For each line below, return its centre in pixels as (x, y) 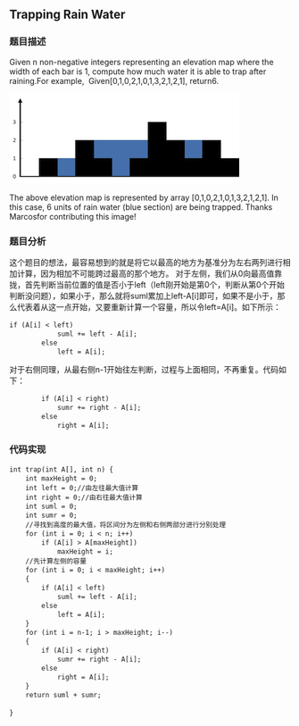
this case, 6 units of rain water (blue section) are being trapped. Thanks (141, 207)
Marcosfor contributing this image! (73, 216)
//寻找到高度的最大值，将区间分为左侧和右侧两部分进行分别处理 (125, 525)
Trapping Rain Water (67, 15)
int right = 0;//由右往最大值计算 (84, 498)
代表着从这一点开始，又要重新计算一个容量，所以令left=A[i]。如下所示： (149, 306)
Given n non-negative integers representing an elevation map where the (141, 62)
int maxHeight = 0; (62, 479)
